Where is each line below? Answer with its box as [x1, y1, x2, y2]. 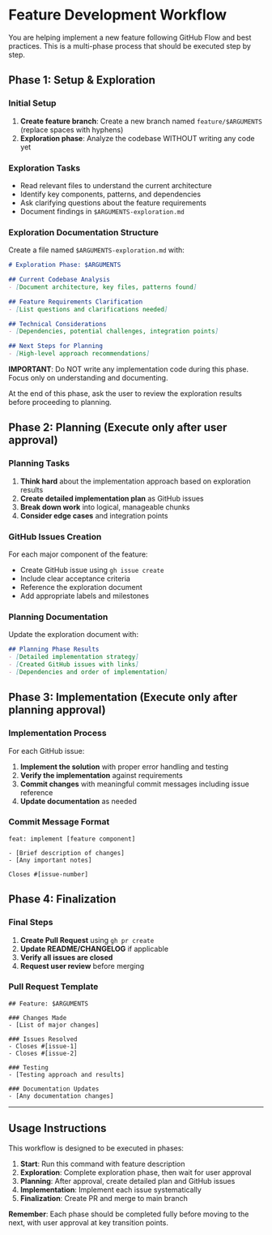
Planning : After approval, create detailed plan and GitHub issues [19, 1176, 236, 1186]
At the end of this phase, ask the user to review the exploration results [8, 389, 243, 398]
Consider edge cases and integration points [19, 510, 168, 520]
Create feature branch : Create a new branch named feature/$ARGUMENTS [19, 116, 263, 126]
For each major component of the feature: [8, 549, 148, 559]
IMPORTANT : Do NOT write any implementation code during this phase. [8, 364, 249, 374]
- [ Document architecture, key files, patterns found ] [8, 282, 198, 291]
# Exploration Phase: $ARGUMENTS [8, 261, 121, 269]
